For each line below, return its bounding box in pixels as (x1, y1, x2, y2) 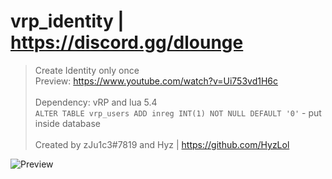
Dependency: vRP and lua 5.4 (34, 96, 158, 108)
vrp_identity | (10, 10, 125, 33)
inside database (34, 117, 101, 129)
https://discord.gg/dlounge (10, 31, 244, 54)
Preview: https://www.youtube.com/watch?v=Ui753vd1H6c (34, 75, 279, 87)
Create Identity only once (34, 64, 140, 76)
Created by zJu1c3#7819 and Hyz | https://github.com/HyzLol (34, 138, 290, 150)
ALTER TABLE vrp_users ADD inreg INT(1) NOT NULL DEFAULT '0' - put (34, 106, 322, 119)
